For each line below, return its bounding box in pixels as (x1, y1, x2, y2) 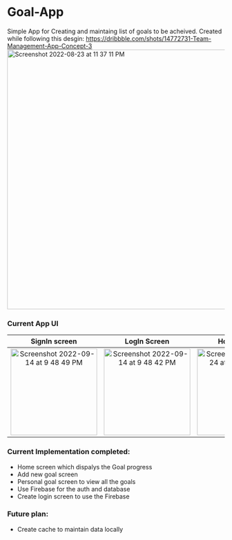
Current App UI (7, 318, 59, 328)
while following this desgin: (7, 34, 85, 42)
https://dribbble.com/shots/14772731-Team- (86, 34, 212, 42)
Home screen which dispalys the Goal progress (17, 462, 153, 471)
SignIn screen (30, 336, 77, 346)
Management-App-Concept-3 (7, 42, 93, 50)
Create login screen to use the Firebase (17, 492, 130, 501)
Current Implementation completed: (7, 447, 130, 457)
